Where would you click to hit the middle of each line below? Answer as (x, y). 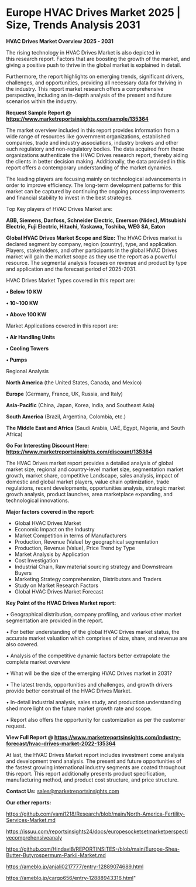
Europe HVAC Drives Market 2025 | (93, 13)
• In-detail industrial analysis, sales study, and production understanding (94, 702)
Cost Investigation (36, 560)
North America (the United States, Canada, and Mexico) (74, 382)
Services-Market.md (31, 820)
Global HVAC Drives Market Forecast (59, 591)
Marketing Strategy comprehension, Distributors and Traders (88, 579)
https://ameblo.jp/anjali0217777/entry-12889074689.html (75, 866)
